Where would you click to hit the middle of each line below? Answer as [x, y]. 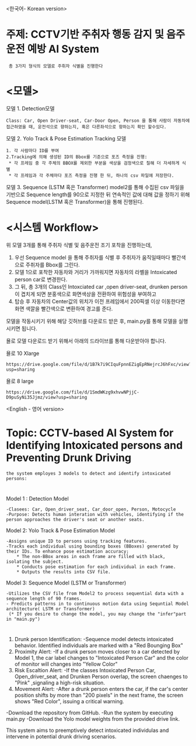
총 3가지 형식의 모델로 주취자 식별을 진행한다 [56, 66]
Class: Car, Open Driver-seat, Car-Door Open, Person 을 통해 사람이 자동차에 [98, 121]
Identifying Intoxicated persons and [94, 445]
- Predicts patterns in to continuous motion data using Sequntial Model [98, 604]
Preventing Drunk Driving [69, 458]
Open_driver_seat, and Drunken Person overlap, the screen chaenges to [101, 677]
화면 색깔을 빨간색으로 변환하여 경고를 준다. [64, 309]
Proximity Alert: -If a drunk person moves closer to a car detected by [97, 652]
